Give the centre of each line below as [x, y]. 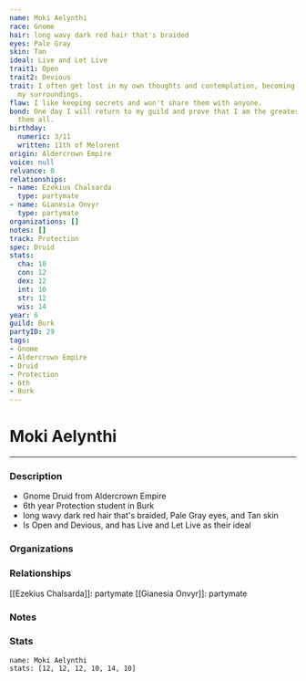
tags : [20, 340]
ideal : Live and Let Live [58, 60]
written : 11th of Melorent [69, 145]
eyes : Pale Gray [40, 43]
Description [36, 476]
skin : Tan [28, 52]
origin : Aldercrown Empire [61, 153]
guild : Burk [32, 324]
